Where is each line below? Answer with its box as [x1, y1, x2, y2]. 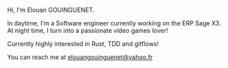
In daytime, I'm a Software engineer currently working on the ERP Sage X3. [7, 19, 222, 27]
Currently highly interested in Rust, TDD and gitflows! [7, 40, 159, 47]
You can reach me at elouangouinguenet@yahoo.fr [7, 53, 153, 61]
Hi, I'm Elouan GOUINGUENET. [7, 6, 95, 14]
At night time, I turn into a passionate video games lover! [7, 27, 168, 34]
